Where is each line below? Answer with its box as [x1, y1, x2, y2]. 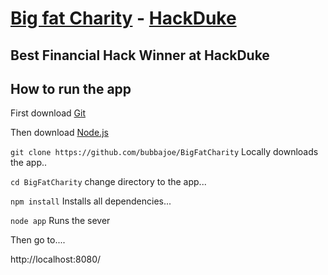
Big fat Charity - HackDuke [10, 7, 237, 30]
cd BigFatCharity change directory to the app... [10, 176, 207, 188]
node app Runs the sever [10, 215, 111, 227]
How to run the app [10, 80, 132, 97]
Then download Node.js [10, 127, 109, 139]
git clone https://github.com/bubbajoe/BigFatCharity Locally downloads [10, 146, 319, 158]
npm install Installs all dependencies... [10, 195, 172, 207]
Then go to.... [10, 234, 66, 246]
